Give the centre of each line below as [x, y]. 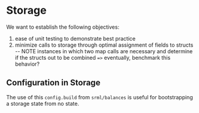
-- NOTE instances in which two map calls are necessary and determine [104, 51]
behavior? [27, 64]
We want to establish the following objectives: [63, 27]
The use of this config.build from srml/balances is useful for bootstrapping [99, 97]
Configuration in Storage [53, 83]
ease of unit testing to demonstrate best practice [75, 38]
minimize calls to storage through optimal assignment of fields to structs [104, 45]
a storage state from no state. [43, 103]
